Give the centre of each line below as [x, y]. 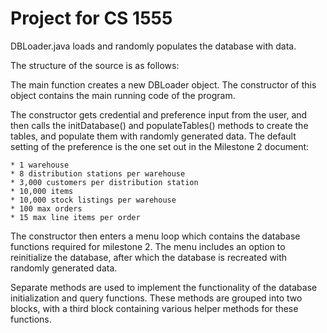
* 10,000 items [42, 191]
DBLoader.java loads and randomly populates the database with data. [153, 46]
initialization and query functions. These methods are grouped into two [156, 298]
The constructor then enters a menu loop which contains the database [155, 236]
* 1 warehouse [40, 165]
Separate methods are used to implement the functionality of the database [164, 287]
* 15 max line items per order [75, 217]
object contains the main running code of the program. [123, 95]
